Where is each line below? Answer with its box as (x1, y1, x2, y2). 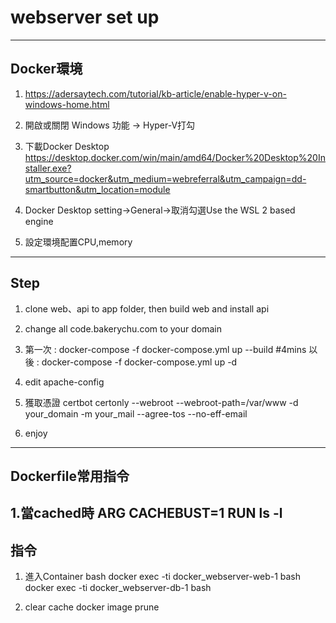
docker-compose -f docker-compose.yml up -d (41, 356, 238, 368)
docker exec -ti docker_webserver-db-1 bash (24, 582, 212, 594)
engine (24, 215, 54, 227)
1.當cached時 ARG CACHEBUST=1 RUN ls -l (10, 505, 283, 522)
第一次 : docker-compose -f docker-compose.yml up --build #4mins (24, 343, 307, 355)
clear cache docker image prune (24, 601, 160, 613)
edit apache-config (24, 376, 105, 388)
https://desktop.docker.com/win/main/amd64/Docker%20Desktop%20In (24, 151, 326, 163)
